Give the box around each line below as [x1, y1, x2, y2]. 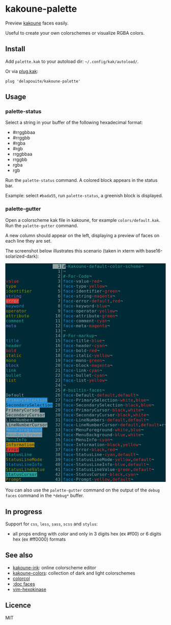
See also [5, 551, 33, 560]
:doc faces [12, 581, 36, 587]
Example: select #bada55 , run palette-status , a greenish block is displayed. [5, 193, 163, 199]
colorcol [12, 575, 30, 582]
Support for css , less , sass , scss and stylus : [5, 521, 98, 527]
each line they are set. [5, 238, 52, 244]
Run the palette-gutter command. [5, 222, 78, 228]
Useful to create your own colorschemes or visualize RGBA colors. [5, 30, 145, 36]
